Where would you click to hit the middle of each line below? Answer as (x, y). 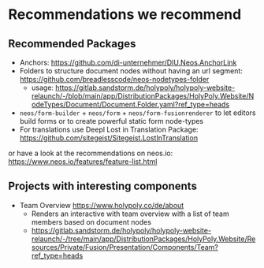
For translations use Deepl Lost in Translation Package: (109, 129)
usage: (42, 87)
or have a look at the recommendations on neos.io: (91, 153)
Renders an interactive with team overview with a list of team (130, 214)
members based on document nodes (91, 221)
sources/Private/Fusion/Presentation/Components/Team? (125, 247)
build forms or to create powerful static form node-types (112, 121)
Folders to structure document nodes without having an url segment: (131, 71)
